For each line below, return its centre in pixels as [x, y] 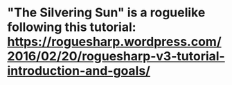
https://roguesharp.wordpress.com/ [114, 42]
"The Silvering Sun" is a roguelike [106, 13]
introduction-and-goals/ [79, 71]
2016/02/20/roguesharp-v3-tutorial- [116, 57]
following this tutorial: [72, 27]
